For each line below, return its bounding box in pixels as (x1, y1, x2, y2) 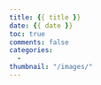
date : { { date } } (9, 21, 74, 30)
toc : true (9, 29, 46, 38)
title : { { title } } (9, 12, 82, 22)
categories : (9, 46, 53, 55)
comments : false (9, 37, 69, 47)
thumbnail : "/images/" (9, 63, 93, 72)
